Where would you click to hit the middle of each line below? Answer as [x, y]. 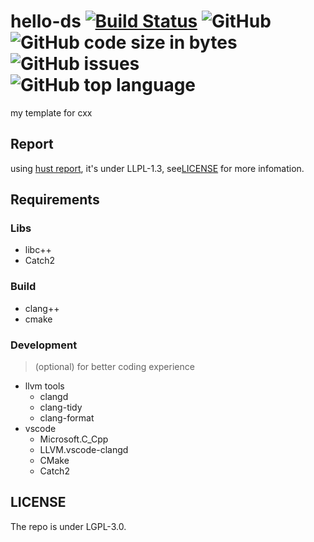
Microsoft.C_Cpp [74, 439]
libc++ [38, 250]
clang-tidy [61, 407]
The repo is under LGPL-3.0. [68, 526]
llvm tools [44, 386]
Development [44, 345]
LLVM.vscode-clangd [84, 450]
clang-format [67, 418]
